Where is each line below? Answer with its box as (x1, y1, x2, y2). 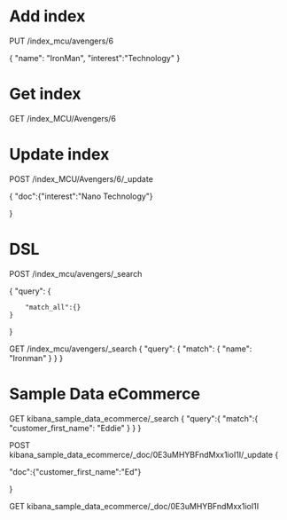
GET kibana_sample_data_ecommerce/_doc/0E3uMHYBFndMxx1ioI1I (9, 500, 260, 511)
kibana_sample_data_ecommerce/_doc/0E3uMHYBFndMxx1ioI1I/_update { (9, 449, 279, 460)
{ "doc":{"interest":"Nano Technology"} (9, 191, 153, 201)
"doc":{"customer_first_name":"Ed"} (9, 466, 142, 477)
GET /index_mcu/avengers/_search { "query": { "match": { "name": (9, 343, 252, 354)
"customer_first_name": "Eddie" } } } (9, 422, 142, 433)
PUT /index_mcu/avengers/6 (9, 35, 113, 46)
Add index (9, 6, 86, 27)
